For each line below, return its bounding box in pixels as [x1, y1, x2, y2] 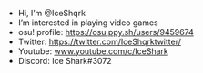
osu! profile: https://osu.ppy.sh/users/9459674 [17, 27, 194, 37]
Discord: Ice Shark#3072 [17, 56, 112, 66]
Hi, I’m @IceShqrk [17, 8, 86, 18]
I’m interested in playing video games [17, 17, 158, 28]
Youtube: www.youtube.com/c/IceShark [17, 46, 168, 57]
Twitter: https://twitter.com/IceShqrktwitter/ [17, 36, 182, 47]
